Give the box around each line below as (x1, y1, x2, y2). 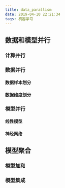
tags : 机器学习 (5, 16, 33, 21)
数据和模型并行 (5, 36, 51, 44)
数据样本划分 (5, 79, 31, 85)
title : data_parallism (5, 7, 52, 12)
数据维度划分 (5, 92, 31, 98)
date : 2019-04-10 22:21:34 (5, 12, 61, 17)
